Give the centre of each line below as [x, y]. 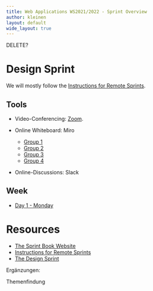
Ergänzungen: [23, 270]
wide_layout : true [29, 28]
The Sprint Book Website [45, 246]
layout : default [26, 23]
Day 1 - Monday [34, 205]
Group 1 [33, 142]
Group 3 [34, 154]
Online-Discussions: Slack [47, 172]
